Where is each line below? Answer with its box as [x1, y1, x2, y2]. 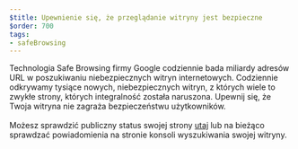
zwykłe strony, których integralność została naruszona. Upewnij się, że [9, 92, 272, 102]
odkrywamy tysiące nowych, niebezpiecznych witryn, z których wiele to [9, 82, 276, 92]
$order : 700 [9, 22, 54, 31]
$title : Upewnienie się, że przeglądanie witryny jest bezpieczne [9, 13, 263, 22]
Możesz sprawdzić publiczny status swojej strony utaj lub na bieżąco [9, 120, 265, 131]
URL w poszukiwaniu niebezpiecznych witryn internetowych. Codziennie [9, 73, 278, 83]
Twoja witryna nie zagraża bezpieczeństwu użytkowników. [9, 101, 226, 112]
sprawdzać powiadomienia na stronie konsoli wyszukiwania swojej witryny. [9, 129, 287, 140]
